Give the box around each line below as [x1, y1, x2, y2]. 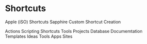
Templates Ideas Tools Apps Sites [5, 33, 73, 39]
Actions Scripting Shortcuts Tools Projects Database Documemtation [5, 28, 143, 34]
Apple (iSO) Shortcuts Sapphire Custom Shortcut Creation [5, 19, 121, 25]
